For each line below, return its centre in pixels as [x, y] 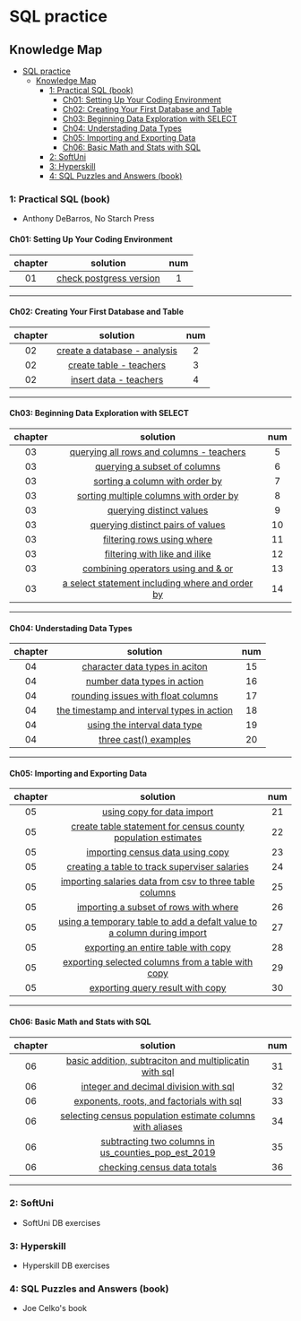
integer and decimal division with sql [158, 1086]
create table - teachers [117, 365]
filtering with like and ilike [158, 553]
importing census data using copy [158, 852]
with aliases [158, 1126]
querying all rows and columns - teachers [158, 452]
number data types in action [145, 682]
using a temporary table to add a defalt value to [158, 922]
